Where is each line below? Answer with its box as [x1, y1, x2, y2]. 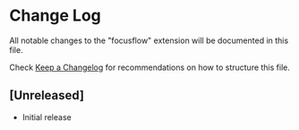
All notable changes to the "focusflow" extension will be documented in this [9, 35, 289, 46]
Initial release [21, 111, 72, 122]
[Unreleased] [9, 88, 85, 103]
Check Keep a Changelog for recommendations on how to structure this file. [9, 62, 291, 73]
